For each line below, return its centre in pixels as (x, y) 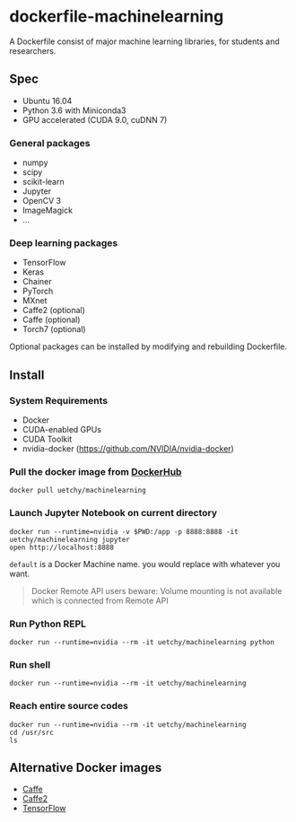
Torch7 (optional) (54, 329)
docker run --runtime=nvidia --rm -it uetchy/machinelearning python (142, 642)
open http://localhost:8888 (62, 547)
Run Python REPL (48, 624)
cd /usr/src (31, 732)
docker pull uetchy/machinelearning (78, 491)
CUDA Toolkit (47, 439)
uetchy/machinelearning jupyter (70, 539)
